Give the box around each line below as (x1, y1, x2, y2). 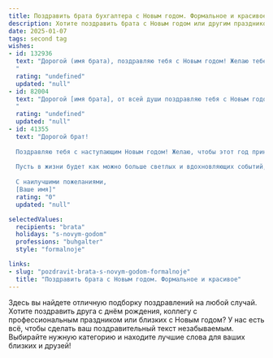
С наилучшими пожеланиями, (15, 178, 107, 187)
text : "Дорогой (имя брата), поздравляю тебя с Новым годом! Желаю (15, 58, 249, 66)
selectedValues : (8, 215, 63, 223)
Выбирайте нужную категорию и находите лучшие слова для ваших (8, 332, 245, 342)
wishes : (8, 42, 35, 50)
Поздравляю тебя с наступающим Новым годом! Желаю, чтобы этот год (15, 148, 249, 156)
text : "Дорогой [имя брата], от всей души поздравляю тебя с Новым (15, 95, 249, 103)
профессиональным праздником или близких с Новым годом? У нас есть (8, 314, 265, 325)
